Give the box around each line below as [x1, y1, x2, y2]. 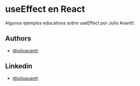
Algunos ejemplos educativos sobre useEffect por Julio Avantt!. [5, 20, 136, 26]
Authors [5, 34, 31, 43]
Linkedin [5, 62, 32, 71]
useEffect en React [5, 3, 86, 15]
